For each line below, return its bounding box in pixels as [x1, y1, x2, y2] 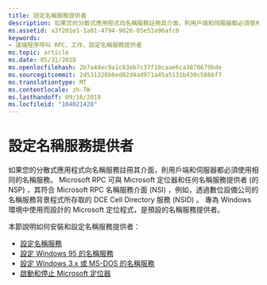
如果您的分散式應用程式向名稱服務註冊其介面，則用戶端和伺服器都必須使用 [8, 165, 252, 175]
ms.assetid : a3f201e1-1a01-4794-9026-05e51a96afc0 [8, 26, 180, 34]
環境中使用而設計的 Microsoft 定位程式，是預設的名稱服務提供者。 [8, 205, 225, 215]
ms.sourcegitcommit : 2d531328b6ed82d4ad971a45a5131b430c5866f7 [8, 71, 222, 79]
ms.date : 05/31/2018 [8, 57, 77, 64]
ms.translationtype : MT [8, 78, 87, 86]
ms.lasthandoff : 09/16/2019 [8, 93, 102, 101]
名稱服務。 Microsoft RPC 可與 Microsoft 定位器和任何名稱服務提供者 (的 [21, 175, 259, 185]
